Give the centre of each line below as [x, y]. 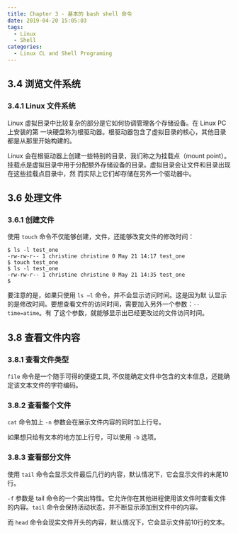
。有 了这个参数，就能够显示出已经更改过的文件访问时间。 [124, 313]
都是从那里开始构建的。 [41, 141]
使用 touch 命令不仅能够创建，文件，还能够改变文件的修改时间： [101, 237]
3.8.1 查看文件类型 [38, 359]
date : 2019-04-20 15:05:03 [47, 21]
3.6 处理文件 [35, 198]
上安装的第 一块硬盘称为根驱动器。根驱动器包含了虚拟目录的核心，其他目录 [117, 131]
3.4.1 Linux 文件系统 [41, 106]
